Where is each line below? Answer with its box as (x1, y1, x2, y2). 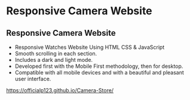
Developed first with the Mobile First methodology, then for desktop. (14, 62, 183, 70)
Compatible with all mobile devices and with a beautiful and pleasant (14, 69, 184, 76)
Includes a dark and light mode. (14, 57, 93, 63)
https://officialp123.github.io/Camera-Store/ (6, 87, 114, 93)
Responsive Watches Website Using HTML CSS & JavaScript (14, 43, 165, 51)
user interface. (14, 76, 51, 82)
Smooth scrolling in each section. (14, 50, 97, 57)
